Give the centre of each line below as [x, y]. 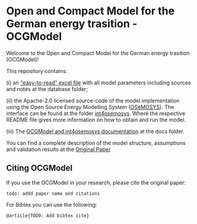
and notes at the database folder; [47, 89]
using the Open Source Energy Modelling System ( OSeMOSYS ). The [90, 107]
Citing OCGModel [39, 168]
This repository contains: [37, 71]
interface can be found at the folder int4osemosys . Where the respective [96, 113]
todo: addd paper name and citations [53, 193]
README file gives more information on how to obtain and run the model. [96, 119]
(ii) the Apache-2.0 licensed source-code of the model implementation [93, 101]
